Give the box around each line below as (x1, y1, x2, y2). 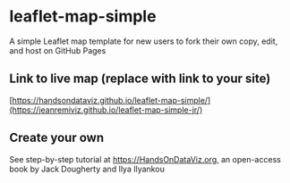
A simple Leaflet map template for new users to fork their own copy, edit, (9, 36, 278, 46)
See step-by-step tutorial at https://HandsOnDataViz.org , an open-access (9, 154, 282, 164)
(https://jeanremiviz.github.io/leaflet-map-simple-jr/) (9, 104, 203, 115)
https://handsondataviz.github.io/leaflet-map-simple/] (12, 95, 211, 105)
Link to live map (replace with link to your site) (9, 71, 271, 87)
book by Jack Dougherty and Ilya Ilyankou (9, 163, 166, 174)
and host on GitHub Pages (9, 45, 107, 55)
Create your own (9, 130, 105, 146)
